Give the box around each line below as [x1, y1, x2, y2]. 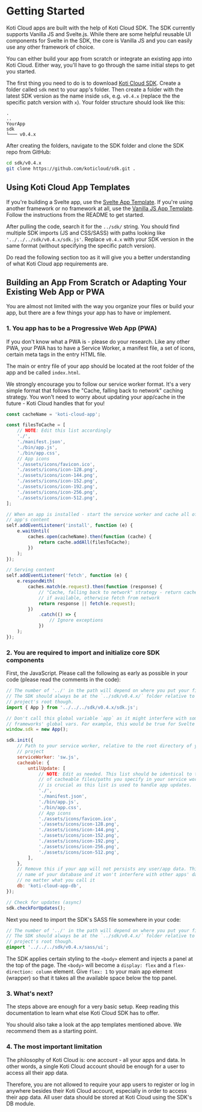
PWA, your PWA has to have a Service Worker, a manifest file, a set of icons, [6, 344, 195, 352]
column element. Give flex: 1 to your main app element [35, 968, 173, 975]
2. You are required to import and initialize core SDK [6, 648, 161, 657]
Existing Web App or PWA [6, 287, 105, 297]
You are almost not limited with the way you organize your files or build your [6, 303, 194, 310]
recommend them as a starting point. [6, 1028, 98, 1035]
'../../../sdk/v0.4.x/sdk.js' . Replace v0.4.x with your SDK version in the [6, 235, 194, 243]
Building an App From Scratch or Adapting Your [6, 277, 187, 287]
